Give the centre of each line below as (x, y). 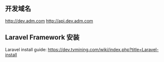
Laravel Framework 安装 (42, 37)
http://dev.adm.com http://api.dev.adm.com (49, 21)
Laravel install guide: (26, 49)
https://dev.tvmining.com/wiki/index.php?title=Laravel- (103, 49)
